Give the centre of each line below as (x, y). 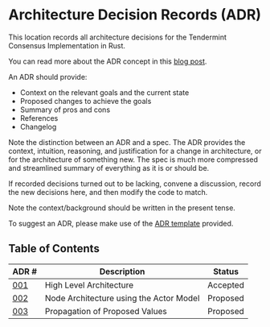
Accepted (226, 285)
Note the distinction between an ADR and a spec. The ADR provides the (127, 142)
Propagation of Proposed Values (106, 311)
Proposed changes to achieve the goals (86, 101)
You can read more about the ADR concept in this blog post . (108, 61)
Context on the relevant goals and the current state (104, 92)
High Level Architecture (89, 285)
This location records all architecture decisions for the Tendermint (117, 37)
